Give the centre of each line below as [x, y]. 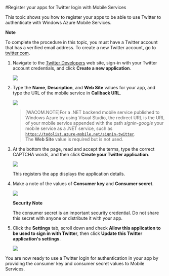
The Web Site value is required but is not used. [74, 139]
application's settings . [36, 239]
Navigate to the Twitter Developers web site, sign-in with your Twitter [85, 63]
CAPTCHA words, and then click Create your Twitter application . [81, 154]
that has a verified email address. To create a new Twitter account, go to [81, 47]
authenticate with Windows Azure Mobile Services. [58, 23]
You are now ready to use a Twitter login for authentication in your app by [82, 258]
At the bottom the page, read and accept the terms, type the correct [83, 149]
